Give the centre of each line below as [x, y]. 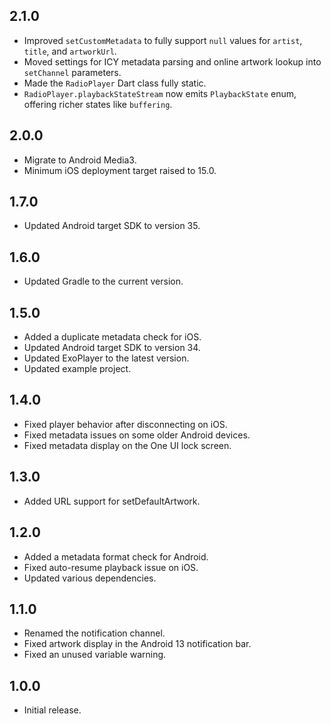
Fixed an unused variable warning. [95, 655]
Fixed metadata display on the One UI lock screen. [127, 445]
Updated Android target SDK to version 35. [112, 226]
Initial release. [52, 710]
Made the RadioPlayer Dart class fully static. [115, 83]
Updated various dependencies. [90, 578]
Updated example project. [77, 369]
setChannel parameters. [72, 72]
